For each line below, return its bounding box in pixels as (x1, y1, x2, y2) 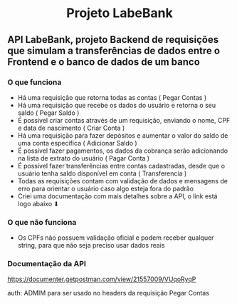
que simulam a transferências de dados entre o (7, 44, 221, 56)
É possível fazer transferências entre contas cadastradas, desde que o (17, 161, 226, 170)
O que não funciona (7, 217, 77, 227)
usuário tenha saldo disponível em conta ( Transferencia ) (17, 169, 187, 178)
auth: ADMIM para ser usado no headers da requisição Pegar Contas (7, 289, 210, 298)
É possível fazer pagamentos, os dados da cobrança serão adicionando (17, 146, 228, 155)
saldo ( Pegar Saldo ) (17, 108, 80, 117)
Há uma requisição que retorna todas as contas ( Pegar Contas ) (17, 93, 207, 101)
